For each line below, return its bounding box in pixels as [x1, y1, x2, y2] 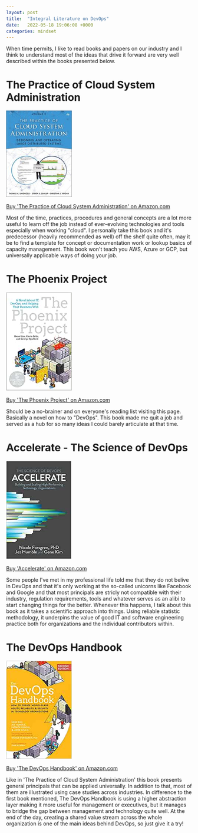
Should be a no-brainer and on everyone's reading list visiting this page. [6, 408, 181, 415]
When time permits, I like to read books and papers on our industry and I [6, 45, 182, 53]
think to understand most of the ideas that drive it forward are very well [6, 51, 179, 58]
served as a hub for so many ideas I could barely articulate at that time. [6, 421, 179, 428]
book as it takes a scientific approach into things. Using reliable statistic [6, 608, 180, 615]
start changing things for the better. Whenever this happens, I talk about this [6, 602, 192, 609]
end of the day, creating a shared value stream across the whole [6, 814, 163, 821]
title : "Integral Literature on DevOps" [6, 15, 110, 22]
